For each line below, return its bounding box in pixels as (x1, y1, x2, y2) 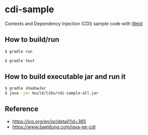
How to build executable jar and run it (5, 72, 126, 81)
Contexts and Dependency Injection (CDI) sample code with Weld (5, 20, 143, 27)
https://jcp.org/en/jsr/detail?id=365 (12, 118, 86, 124)
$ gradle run (5, 49, 33, 54)
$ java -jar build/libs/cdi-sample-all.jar (5, 91, 99, 96)
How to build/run (5, 35, 60, 44)
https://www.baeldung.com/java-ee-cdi (12, 124, 96, 130)
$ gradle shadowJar (5, 86, 46, 91)
